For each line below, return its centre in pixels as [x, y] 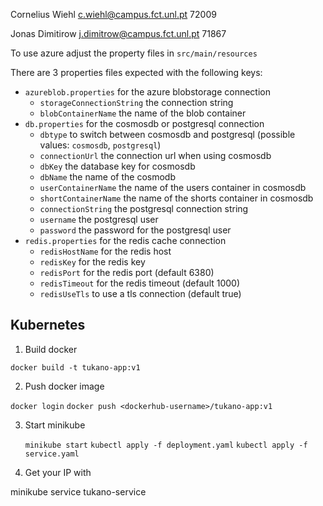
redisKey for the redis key [92, 262]
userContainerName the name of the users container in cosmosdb [173, 187]
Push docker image [64, 386]
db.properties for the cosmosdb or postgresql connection [144, 123]
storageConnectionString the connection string [136, 102]
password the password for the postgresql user [135, 230]
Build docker [51, 349]
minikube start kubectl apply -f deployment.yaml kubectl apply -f [166, 445]
